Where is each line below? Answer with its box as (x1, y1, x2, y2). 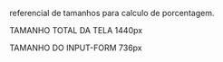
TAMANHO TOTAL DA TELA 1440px (9, 25, 143, 35)
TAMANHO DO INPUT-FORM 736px (9, 42, 142, 53)
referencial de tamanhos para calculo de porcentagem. (9, 8, 215, 18)
